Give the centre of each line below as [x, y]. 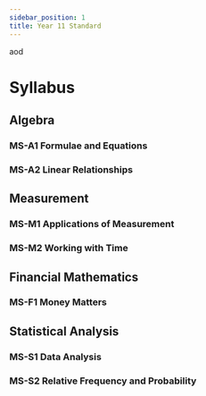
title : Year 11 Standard [55, 26]
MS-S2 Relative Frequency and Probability [103, 381]
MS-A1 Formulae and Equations [78, 146]
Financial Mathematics [74, 277]
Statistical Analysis [64, 331]
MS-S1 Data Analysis [56, 357]
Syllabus [42, 87]
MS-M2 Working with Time [69, 249]
